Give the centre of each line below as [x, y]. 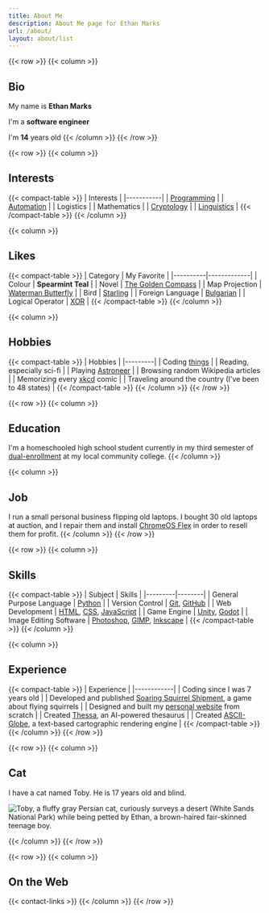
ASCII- [234, 714]
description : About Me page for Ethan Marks [84, 23]
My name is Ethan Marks [50, 107]
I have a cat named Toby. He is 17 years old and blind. [97, 793]
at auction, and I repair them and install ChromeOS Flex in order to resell [128, 526]
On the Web [39, 882]
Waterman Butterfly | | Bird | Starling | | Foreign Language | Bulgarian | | [127, 292]
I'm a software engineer [49, 122]
